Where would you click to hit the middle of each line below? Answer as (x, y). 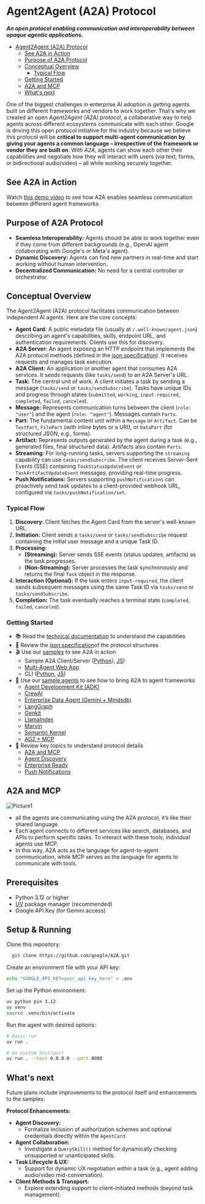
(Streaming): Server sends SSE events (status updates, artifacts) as (110, 554)
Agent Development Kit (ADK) (62, 686)
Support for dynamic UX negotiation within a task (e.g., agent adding (111, 1168)
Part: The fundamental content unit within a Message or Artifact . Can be (106, 421)
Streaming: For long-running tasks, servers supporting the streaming (102, 453)
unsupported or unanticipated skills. (69, 1155)
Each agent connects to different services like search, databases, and (103, 831)
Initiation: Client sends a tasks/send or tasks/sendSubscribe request (101, 535)
